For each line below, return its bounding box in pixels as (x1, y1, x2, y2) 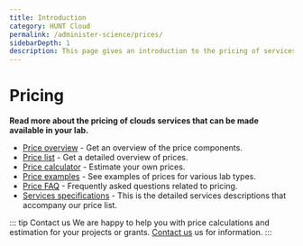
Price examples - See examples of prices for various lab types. (22, 171, 257, 182)
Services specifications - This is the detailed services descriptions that (22, 190, 287, 201)
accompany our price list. (22, 200, 117, 211)
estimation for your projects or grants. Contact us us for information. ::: (9, 227, 272, 238)
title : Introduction (9, 13, 87, 23)
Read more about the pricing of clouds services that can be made (9, 115, 260, 126)
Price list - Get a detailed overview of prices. (22, 152, 188, 163)
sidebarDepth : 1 (9, 38, 70, 48)
